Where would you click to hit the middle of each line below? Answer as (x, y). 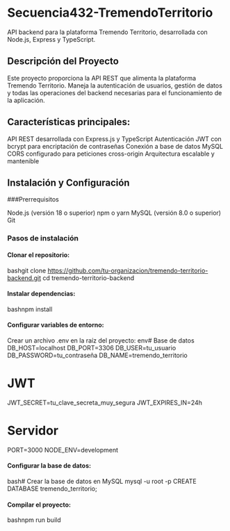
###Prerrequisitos (33, 199)
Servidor (33, 431)
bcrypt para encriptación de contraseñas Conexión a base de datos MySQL (115, 146)
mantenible (23, 161)
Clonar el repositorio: (39, 254)
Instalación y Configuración (68, 182)
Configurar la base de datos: (49, 466)
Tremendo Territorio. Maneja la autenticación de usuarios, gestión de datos (115, 85)
